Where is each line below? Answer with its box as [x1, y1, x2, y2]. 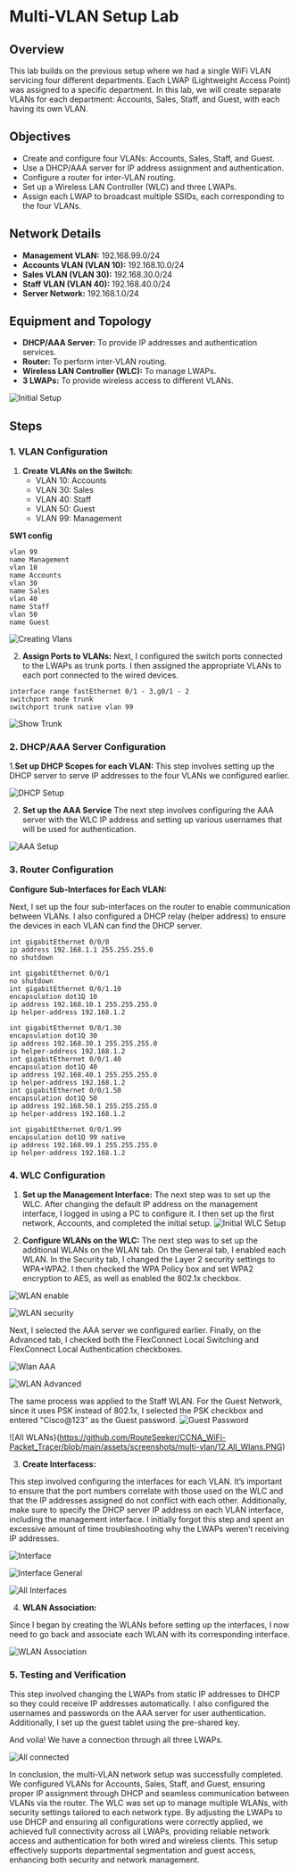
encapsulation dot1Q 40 [9, 1062, 98, 1071]
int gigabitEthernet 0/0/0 [9, 937, 110, 946]
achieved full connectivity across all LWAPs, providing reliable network [9, 1826, 270, 1837]
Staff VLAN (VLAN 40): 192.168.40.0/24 [21, 279, 171, 289]
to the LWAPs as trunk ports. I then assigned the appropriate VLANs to [21, 661, 282, 671]
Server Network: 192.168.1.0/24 [21, 287, 139, 298]
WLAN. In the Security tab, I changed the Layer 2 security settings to [21, 1254, 276, 1265]
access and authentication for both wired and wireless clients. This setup [9, 1836, 278, 1846]
